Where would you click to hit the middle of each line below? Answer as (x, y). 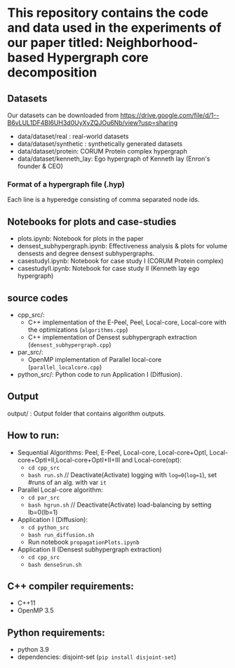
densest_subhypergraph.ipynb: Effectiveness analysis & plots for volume (122, 246)
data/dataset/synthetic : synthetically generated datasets (100, 144)
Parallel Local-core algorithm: (60, 490)
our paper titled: (55, 43)
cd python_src (48, 528)
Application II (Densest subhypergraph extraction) (90, 549)
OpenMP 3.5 (35, 610)
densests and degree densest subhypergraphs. (86, 253)
